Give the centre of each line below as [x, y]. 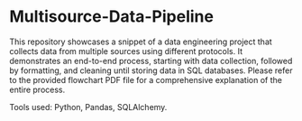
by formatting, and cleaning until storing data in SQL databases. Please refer [151, 70]
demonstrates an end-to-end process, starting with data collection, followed [151, 60]
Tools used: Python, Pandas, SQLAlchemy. [88, 107]
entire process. [37, 89]
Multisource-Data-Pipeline [112, 17]
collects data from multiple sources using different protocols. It [126, 51]
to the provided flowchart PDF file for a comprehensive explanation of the [146, 79]
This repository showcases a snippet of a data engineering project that [141, 42]
